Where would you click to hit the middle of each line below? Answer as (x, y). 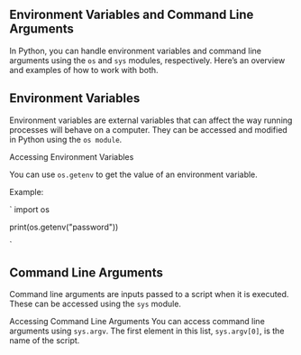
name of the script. (45, 341)
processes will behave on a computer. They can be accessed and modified (149, 129)
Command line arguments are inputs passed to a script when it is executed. (149, 294)
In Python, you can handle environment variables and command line (135, 51)
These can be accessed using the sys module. (96, 304)
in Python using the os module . (66, 139)
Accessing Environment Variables (72, 156)
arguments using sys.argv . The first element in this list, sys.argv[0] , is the (147, 331)
